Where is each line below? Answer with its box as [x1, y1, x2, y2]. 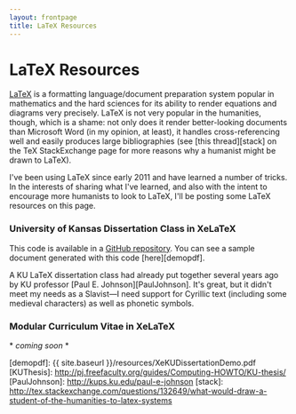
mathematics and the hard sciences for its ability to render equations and [9, 99, 277, 109]
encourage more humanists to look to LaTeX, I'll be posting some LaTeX [9, 191, 271, 202]
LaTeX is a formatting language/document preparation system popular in [9, 89, 275, 100]
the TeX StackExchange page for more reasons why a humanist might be [9, 146, 276, 156]
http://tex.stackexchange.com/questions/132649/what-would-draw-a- [9, 386, 268, 396]
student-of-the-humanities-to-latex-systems [9, 395, 172, 406]
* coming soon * [9, 340, 69, 351]
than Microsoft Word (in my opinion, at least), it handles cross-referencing [9, 126, 280, 138]
